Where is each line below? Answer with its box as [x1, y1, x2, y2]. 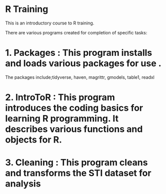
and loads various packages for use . [5, 58, 161, 69]
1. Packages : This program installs [5, 47, 152, 58]
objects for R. [5, 134, 62, 146]
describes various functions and [5, 124, 143, 135]
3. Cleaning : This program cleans [5, 157, 148, 168]
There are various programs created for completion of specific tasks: [5, 29, 147, 35]
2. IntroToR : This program [5, 92, 115, 103]
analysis [5, 178, 41, 190]
